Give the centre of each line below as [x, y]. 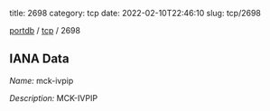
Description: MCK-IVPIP [53, 97]
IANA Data [39, 59]
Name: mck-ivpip [42, 80]
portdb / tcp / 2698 [45, 30]
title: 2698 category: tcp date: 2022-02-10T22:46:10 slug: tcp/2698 [135, 13]
